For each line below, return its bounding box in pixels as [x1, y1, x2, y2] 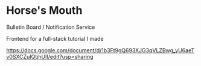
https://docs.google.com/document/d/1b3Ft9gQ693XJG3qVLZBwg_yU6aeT [6, 46, 195, 54]
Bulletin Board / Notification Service [6, 23, 95, 31]
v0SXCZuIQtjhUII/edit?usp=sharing [6, 53, 94, 60]
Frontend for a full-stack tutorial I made [6, 35, 104, 42]
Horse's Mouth [6, 4, 83, 17]
